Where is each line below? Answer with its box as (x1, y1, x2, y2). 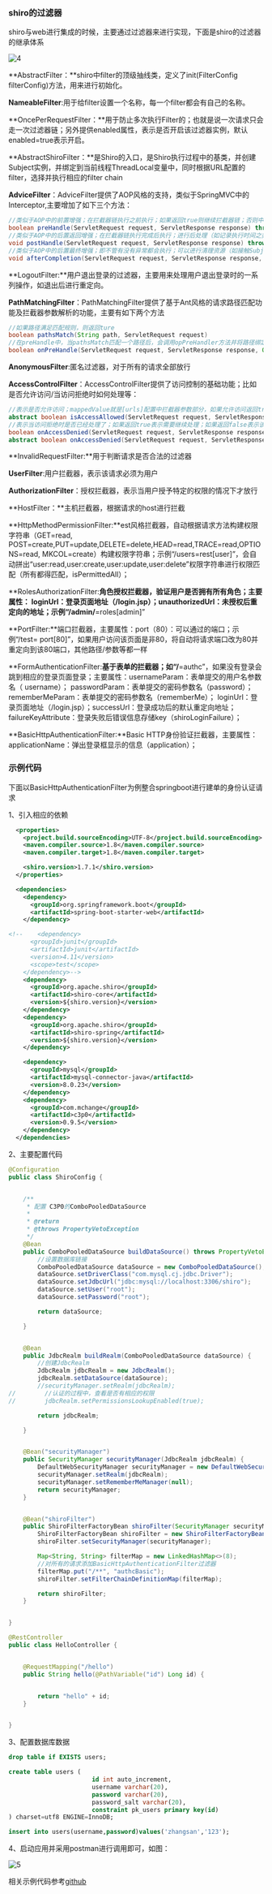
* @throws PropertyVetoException (26, 1225, 139, 1233)
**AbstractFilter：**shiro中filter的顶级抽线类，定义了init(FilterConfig (8, 71, 239, 80)
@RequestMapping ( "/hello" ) (23, 1663, 114, 1671)
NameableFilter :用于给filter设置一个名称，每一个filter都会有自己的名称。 (8, 97, 250, 107)
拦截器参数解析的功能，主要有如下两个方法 (22, 307, 164, 317)
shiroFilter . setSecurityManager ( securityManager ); (37, 1538, 212, 1546)
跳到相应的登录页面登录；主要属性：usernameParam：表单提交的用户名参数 (8, 672, 262, 682)
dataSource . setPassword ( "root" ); (37, 1293, 151, 1301)
